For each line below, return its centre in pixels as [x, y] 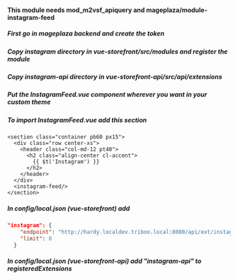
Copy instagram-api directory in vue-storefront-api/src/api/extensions [115, 76]
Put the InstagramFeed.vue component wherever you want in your [107, 95]
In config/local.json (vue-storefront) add [69, 208]
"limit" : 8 [36, 238]
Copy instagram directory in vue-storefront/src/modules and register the [118, 51]
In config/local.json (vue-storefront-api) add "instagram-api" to [104, 261]
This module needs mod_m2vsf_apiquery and [76, 10]
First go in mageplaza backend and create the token [86, 34]
